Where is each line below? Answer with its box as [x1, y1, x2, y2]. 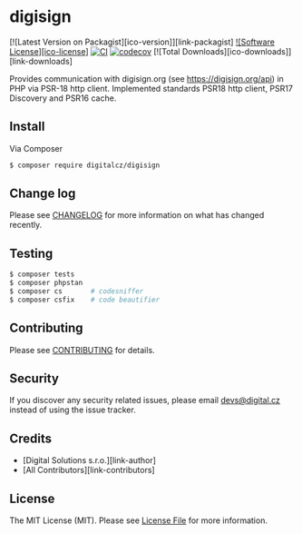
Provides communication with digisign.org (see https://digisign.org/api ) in [9, 73, 284, 84]
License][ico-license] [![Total [9, 45, 180, 56]
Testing [9, 245, 54, 261]
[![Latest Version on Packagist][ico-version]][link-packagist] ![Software [9, 36, 275, 47]
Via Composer [9, 143, 63, 153]
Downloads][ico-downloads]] [181, 45, 292, 56]
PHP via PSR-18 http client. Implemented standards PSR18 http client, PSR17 [9, 83, 293, 94]
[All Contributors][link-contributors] [22, 465, 156, 476]
